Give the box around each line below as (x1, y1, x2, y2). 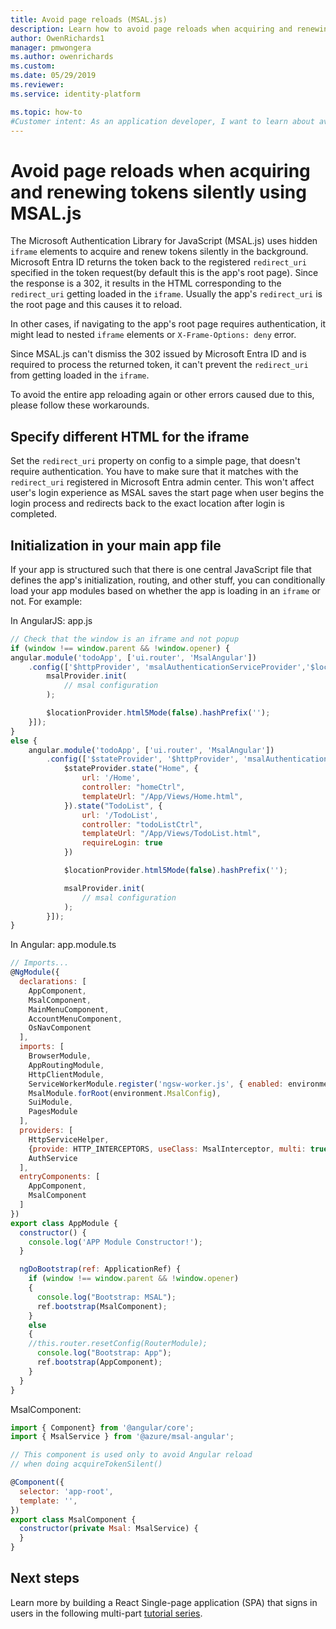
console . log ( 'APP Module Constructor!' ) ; (28, 1237, 203, 1247)
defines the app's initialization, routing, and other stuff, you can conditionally (10, 574, 326, 586)
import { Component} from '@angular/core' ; (10, 1422, 195, 1433)
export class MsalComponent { (10, 1514, 137, 1525)
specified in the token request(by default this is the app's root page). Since (10, 267, 319, 279)
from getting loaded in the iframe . (10, 369, 150, 381)
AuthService (28, 1153, 78, 1163)
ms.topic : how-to (10, 107, 83, 117)
